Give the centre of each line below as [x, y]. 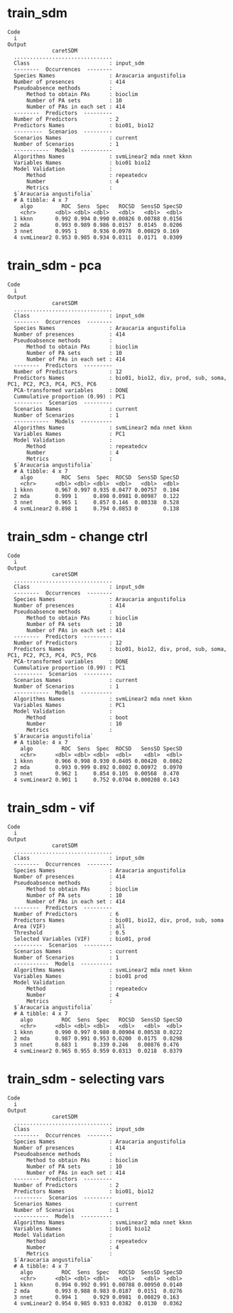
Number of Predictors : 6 [66, 914]
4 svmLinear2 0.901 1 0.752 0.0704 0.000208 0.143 [97, 780]
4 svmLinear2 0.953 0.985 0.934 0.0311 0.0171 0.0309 [98, 237]
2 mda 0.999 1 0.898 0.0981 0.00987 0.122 [97, 496]
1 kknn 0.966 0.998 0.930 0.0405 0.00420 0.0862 [98, 761]
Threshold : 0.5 [70, 932]
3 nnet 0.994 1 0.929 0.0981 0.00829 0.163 [97, 1297]
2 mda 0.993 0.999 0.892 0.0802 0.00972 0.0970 [98, 767]
